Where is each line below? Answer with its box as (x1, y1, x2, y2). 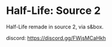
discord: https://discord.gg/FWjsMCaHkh (6, 34, 106, 41)
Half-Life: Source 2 (6, 4, 101, 17)
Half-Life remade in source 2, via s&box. (6, 23, 104, 30)
